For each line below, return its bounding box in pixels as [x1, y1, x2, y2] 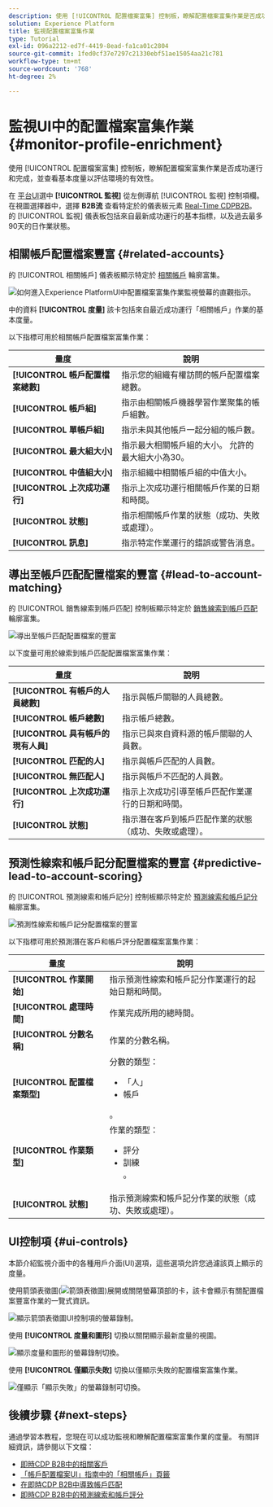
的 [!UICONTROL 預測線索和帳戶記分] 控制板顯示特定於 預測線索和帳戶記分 [8, 892, 258, 901]
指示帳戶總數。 [122, 713, 180, 725]
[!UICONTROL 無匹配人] [12, 771, 106, 782]
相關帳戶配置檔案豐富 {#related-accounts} [8, 247, 225, 261]
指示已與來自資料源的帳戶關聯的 [122, 728, 245, 739]
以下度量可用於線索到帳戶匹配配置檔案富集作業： [8, 648, 172, 658]
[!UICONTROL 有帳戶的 [12, 686, 102, 697]
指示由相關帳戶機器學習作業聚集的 [121, 396, 252, 408]
